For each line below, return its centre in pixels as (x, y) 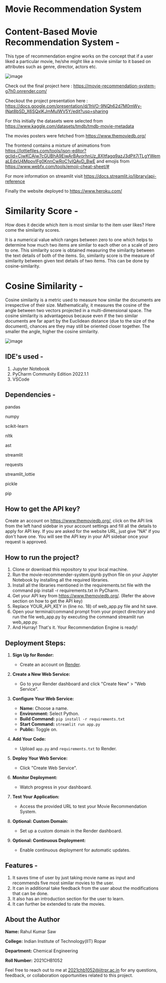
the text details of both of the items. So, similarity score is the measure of (80, 256)
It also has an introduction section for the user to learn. (68, 899)
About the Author (33, 920)
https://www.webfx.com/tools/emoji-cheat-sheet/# (57, 167)
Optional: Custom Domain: (40, 821)
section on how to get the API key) (47, 601)
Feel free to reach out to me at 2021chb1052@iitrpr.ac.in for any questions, (81, 970)
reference (15, 182)
